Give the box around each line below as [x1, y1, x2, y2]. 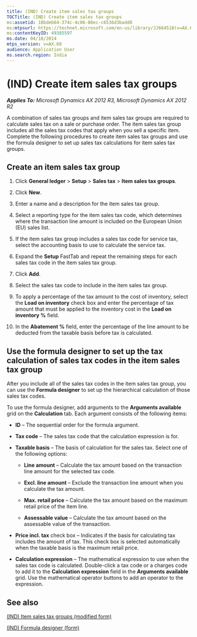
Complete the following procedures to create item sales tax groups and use [6, 133, 188, 140]
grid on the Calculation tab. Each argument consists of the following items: [6, 410, 188, 417]
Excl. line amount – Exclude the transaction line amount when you [23, 479, 184, 486]
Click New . [15, 189, 42, 196]
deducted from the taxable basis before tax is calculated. [15, 329, 153, 336]
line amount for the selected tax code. [23, 468, 116, 475]
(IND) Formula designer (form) [6, 624, 80, 631]
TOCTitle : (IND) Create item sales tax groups [6, 14, 122, 20]
